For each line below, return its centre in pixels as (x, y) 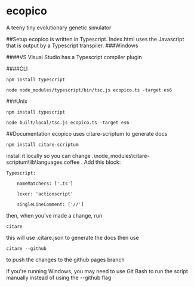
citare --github (26, 248)
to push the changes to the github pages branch (65, 259)
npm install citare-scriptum (42, 145)
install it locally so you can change (48, 155)
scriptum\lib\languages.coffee (43, 162)
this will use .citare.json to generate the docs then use (73, 237)
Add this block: (102, 162)
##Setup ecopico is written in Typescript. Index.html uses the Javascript (95, 39)
